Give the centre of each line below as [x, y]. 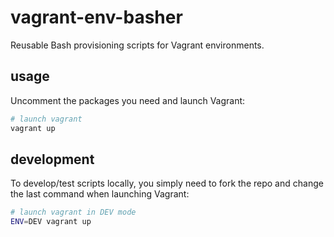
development [52, 159]
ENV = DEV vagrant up [51, 222]
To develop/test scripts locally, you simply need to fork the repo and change [167, 183]
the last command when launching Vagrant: [100, 194]
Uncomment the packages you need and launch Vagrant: [128, 100]
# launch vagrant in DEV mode [73, 212]
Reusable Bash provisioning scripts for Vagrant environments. [137, 45]
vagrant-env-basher [96, 17]
